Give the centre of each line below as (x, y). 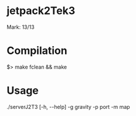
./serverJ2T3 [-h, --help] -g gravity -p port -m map (69, 107)
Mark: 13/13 (21, 27)
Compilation (37, 51)
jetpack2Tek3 (41, 11)
